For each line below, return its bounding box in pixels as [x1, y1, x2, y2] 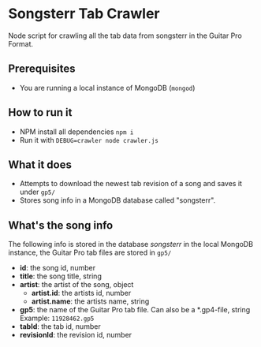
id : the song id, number [19, 263, 96, 273]
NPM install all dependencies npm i [19, 127, 134, 136]
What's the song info [8, 218, 114, 232]
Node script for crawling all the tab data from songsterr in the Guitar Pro [8, 31, 242, 40]
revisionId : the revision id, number [19, 330, 132, 340]
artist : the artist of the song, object [19, 280, 134, 289]
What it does [8, 158, 73, 171]
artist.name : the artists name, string [31, 297, 150, 306]
